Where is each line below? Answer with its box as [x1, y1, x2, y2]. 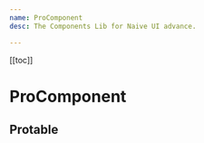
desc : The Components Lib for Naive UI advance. [9, 22, 197, 31]
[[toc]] [9, 54, 34, 65]
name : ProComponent [9, 13, 83, 23]
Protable [9, 122, 59, 138]
